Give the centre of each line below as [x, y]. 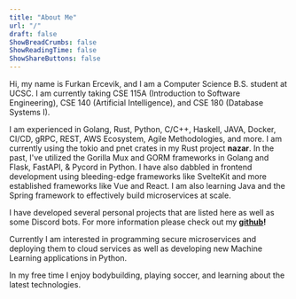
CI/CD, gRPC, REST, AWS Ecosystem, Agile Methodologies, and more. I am [145, 139]
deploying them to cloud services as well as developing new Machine [136, 248]
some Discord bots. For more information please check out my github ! [138, 222]
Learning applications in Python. [68, 258]
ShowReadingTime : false [53, 51]
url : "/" [25, 26]
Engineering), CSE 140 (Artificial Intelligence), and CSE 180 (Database [136, 102]
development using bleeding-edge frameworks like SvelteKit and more [138, 177]
